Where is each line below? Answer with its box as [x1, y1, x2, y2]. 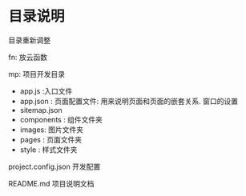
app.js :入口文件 [19, 86, 73, 96]
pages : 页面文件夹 [19, 134, 83, 144]
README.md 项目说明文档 [8, 178, 95, 188]
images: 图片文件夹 [19, 125, 84, 134]
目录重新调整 [8, 35, 50, 45]
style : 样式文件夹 [19, 145, 78, 154]
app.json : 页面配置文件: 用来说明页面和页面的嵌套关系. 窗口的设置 [19, 96, 239, 106]
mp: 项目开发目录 [8, 69, 66, 78]
